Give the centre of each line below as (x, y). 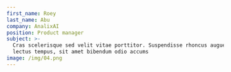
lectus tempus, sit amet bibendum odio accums (81, 52)
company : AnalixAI (33, 26)
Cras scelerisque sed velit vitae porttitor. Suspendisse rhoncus (110, 45)
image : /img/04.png (34, 58)
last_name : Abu (28, 20)
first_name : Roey (31, 13)
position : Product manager (45, 33)
